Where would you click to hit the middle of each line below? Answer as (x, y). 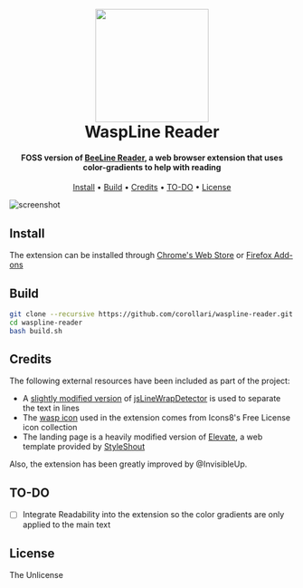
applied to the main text (66, 525)
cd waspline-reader (46, 323)
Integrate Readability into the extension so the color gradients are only (153, 515)
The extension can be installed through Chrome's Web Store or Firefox (141, 255)
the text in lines (51, 408)
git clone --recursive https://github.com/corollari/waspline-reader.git (151, 314)
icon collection (50, 428)
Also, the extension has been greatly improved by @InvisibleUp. (128, 464)
